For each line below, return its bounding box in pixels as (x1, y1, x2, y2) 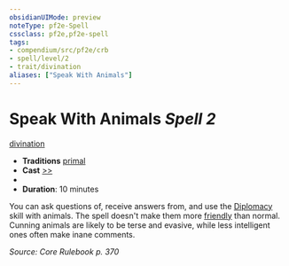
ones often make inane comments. (9, 229, 136, 239)
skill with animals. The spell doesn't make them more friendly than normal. (9, 210, 281, 221)
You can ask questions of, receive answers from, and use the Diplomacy (9, 200, 273, 211)
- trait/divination (9, 63, 82, 72)
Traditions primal (21, 155, 86, 166)
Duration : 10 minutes (21, 184, 99, 194)
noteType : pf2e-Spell (9, 21, 90, 30)
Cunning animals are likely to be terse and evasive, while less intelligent (9, 219, 270, 231)
